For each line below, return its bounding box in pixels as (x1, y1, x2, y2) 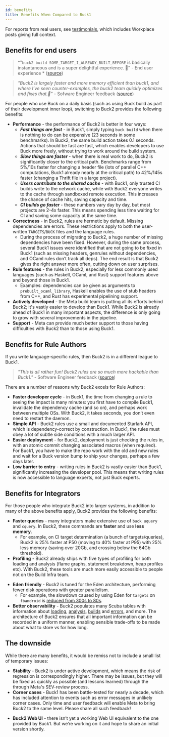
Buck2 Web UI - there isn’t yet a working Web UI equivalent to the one (12, 715, 159, 721)
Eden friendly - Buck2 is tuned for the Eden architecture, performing (12, 581, 156, 587)
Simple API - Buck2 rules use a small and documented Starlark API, (12, 421, 153, 427)
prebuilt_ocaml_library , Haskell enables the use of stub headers (20, 288, 156, 294)
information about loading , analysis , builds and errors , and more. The (12, 608, 156, 614)
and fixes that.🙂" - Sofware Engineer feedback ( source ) (17, 91, 134, 97)
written (12, 229, 28, 235)
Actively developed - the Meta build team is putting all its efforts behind (12, 299, 163, 305)
